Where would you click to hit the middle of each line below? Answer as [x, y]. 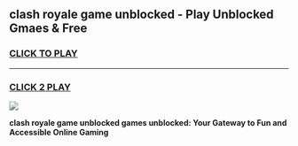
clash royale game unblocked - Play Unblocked [141, 15]
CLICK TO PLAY [43, 54]
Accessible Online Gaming [59, 132]
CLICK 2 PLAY [40, 87]
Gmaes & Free [48, 29]
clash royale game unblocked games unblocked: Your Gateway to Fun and [148, 122]
